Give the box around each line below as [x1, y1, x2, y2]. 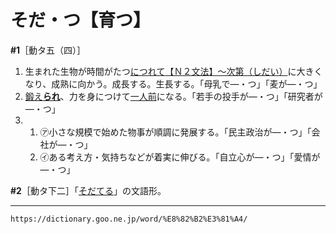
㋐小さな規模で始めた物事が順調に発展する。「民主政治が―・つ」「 [39, 126, 312, 138]
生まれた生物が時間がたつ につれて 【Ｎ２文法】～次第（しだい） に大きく [24, 65, 323, 77]
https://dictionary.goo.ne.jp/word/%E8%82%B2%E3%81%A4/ [10, 214, 248, 224]
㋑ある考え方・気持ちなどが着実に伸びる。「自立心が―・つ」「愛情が [39, 151, 321, 163]
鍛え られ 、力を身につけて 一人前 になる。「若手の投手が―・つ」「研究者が [24, 90, 323, 102]
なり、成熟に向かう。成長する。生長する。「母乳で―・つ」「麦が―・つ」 [24, 77, 323, 90]
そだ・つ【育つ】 [10, 9, 152, 32]
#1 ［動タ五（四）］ [10, 44, 87, 56]
